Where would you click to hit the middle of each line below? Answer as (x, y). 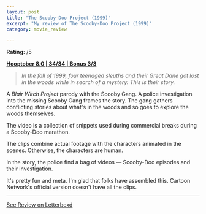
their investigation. (30, 169)
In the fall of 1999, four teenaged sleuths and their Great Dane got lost (110, 76)
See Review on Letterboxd (40, 205)
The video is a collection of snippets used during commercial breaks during (102, 126)
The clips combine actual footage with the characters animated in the (94, 144)
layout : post (23, 12)
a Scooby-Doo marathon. (38, 132)
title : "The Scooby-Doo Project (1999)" (59, 18)
